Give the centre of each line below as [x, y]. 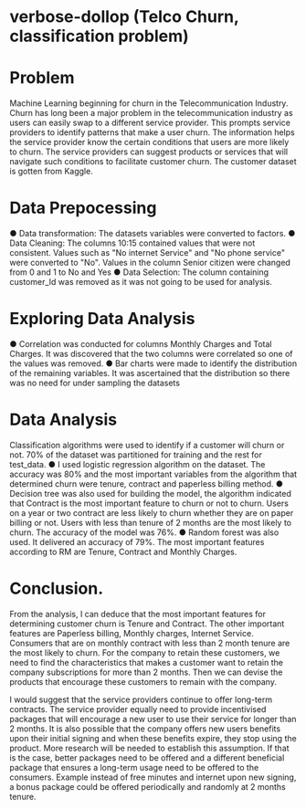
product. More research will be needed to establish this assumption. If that [149, 748]
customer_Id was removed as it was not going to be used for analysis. [141, 282]
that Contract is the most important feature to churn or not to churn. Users [149, 503]
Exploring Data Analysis [102, 319]
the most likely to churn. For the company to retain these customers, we [145, 652]
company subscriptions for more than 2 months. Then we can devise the [146, 672]
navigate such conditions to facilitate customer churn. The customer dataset [153, 162]
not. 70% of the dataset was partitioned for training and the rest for [136, 455]
